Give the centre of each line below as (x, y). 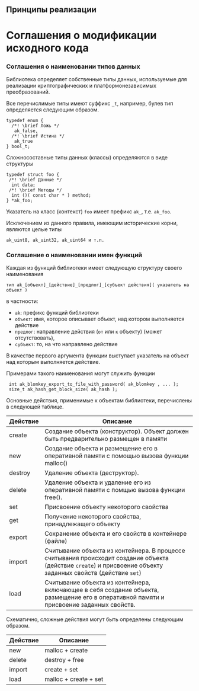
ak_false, (26, 131)
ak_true (23, 141)
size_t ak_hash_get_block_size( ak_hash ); (63, 390)
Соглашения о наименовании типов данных (73, 66)
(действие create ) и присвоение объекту (104, 565)
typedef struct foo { (33, 174)
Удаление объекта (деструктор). (92, 473)
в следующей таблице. (35, 407)
